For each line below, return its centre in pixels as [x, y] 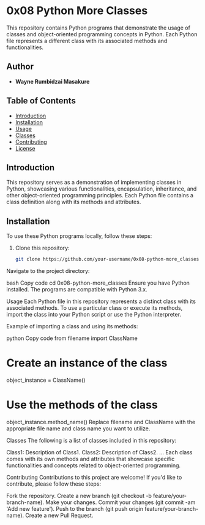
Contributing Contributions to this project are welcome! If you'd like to [94, 477]
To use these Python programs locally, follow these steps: [79, 236]
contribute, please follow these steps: [54, 484]
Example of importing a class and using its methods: [72, 326]
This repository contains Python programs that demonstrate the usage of [99, 28]
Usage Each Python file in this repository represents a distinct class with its [101, 301]
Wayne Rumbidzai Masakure [52, 81]
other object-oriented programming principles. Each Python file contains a [100, 195]
